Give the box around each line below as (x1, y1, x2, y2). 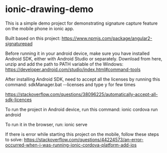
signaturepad (5, 40, 33, 46)
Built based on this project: (5, 35, 61, 41)
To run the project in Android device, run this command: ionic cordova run (5, 106, 158, 112)
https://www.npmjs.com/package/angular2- (61, 35, 152, 41)
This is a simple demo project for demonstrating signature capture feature (5, 20, 158, 26)
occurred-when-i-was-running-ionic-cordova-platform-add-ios (5, 142, 137, 148)
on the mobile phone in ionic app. (5, 25, 74, 31)
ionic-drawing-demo (5, 4, 94, 15)
